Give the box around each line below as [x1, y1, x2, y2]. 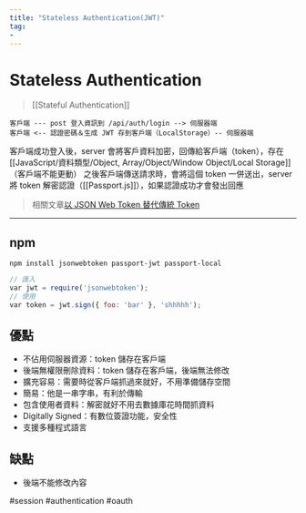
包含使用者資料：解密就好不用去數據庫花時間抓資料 [22, 399, 215, 410]
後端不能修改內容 [22, 477, 87, 488]
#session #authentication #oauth [9, 496, 134, 507]
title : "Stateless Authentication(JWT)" [9, 13, 166, 23]
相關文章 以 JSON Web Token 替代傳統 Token [31, 200, 200, 210]
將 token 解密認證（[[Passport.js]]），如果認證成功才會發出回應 [9, 180, 244, 191]
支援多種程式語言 [22, 422, 87, 433]
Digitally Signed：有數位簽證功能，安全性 [22, 411, 178, 422]
